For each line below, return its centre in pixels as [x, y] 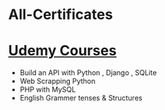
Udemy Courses [63, 51]
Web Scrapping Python [58, 82]
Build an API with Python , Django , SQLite [88, 73]
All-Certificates [61, 15]
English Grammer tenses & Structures [81, 98]
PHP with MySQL [48, 89]
